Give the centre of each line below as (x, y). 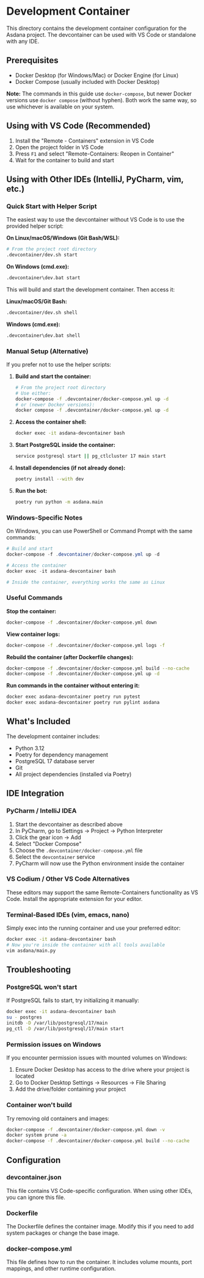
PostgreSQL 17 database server (55, 761)
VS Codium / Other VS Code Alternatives (68, 879)
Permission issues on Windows (54, 1044)
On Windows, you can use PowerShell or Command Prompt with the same (100, 531)
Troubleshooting (39, 970)
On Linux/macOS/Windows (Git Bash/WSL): (63, 238)
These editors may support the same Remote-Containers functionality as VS (102, 892)
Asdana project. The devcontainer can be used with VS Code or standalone (101, 34)
